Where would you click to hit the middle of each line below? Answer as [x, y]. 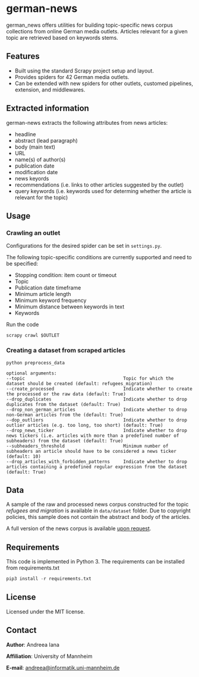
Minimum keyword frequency [50, 300]
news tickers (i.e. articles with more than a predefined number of [93, 436]
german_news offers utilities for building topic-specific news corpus [90, 25]
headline [26, 134]
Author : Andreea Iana [33, 644]
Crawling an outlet [33, 232]
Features [23, 56]
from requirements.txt [33, 568]
